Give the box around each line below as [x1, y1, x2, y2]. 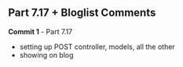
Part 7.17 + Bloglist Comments [8, 6, 156, 19]
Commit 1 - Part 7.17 [8, 26, 73, 36]
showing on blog [19, 50, 74, 59]
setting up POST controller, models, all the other [19, 42, 175, 51]
